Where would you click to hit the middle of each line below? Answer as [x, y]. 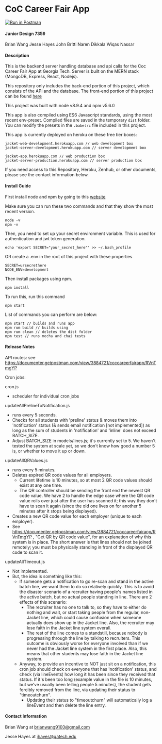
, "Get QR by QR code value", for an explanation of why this [92, 537]
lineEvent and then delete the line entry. [66, 705]
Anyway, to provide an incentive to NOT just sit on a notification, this [88, 664]
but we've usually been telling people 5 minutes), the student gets [85, 684]
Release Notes [20, 347]
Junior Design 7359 [25, 33]
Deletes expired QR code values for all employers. [62, 475]
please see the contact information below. [47, 175]
